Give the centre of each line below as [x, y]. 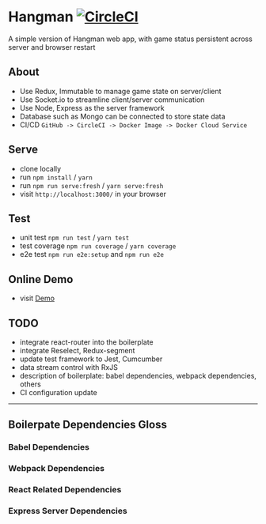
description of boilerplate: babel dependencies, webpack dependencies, [138, 376]
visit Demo [37, 298]
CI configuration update [58, 392]
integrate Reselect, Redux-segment [77, 351]
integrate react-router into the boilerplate [87, 342]
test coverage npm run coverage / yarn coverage [98, 246]
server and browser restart [52, 47]
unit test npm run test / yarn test [74, 238]
